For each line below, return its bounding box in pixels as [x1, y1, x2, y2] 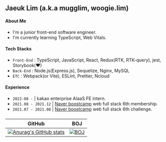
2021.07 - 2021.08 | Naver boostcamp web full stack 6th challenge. [12, 106, 152, 112]
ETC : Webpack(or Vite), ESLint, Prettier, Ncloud [12, 72, 110, 79]
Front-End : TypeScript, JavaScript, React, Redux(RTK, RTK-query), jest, [12, 57, 161, 63]
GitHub [27, 120, 45, 127]
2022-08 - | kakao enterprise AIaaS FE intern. [12, 95, 106, 101]
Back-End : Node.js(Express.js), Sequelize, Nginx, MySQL [12, 67, 130, 73]
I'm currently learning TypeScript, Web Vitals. [12, 34, 107, 40]
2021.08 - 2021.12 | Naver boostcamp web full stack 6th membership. [12, 101, 158, 106]
